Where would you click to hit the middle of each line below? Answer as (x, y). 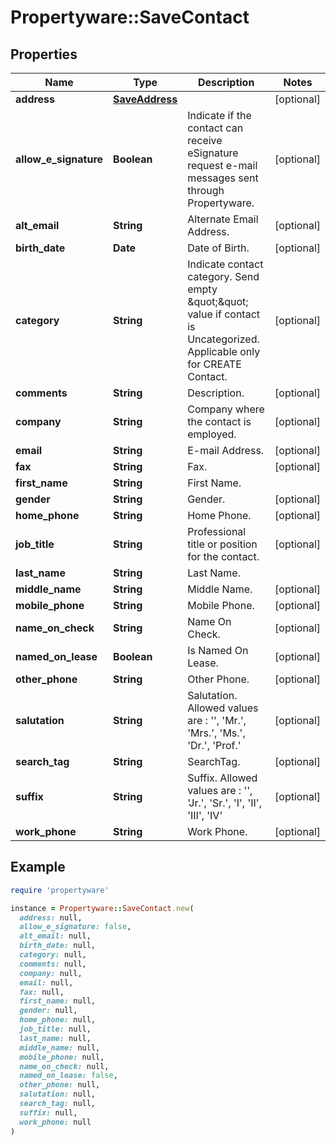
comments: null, (53, 964)
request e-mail (222, 165)
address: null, (51, 917)
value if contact (223, 314)
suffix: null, (48, 1112)
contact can (215, 128)
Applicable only (224, 351)
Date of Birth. (218, 248)
